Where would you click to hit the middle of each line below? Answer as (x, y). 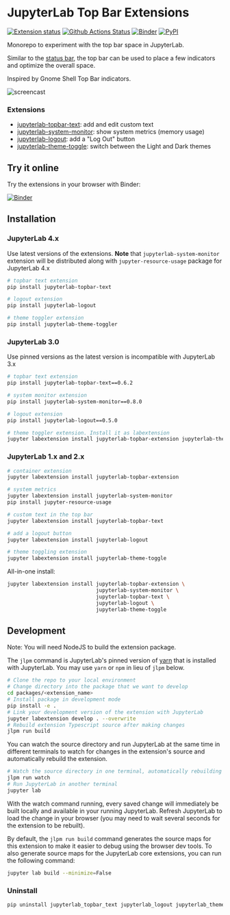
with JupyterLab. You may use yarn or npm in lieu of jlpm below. (96, 668)
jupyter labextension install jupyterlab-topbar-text (86, 521)
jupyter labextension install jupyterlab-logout (78, 540)
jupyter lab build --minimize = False (59, 873)
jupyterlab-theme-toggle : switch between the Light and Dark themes (114, 146)
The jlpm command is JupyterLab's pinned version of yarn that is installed (112, 660)
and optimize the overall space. (51, 65)
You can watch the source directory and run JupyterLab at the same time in (114, 745)
